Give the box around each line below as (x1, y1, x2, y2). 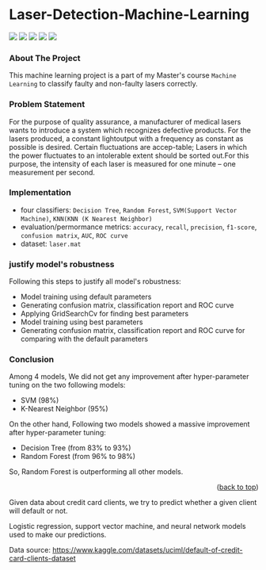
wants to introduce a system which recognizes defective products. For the (9, 125, 252, 135)
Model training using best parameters (20, 317, 143, 327)
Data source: (9, 545, 51, 555)
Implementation (9, 187, 72, 198)
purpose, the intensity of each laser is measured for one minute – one (9, 159, 236, 168)
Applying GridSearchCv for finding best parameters (20, 309, 189, 319)
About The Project (9, 52, 82, 63)
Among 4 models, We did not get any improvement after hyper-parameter (9, 372, 249, 381)
